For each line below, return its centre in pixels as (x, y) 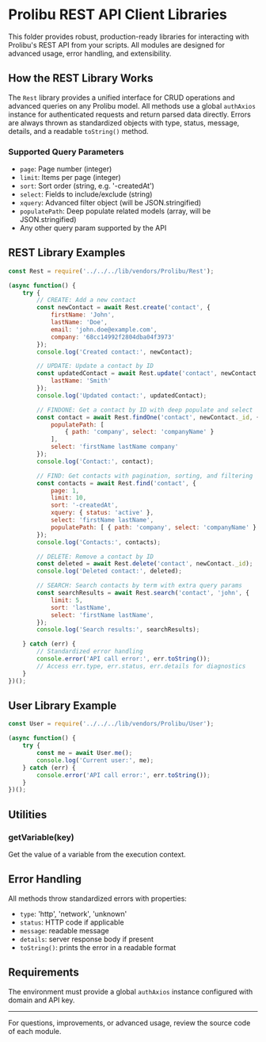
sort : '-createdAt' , (84, 505)
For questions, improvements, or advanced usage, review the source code (129, 1023)
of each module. (35, 1031)
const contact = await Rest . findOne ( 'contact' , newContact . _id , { (148, 417)
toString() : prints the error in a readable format (98, 947)
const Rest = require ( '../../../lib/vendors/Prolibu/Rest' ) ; (111, 271)
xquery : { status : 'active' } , (102, 513)
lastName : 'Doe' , (79, 323)
